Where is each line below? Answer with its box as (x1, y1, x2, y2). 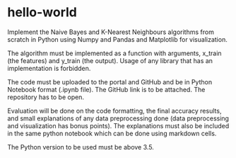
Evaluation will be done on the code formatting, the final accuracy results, (7, 106, 222, 115)
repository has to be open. (7, 93, 85, 101)
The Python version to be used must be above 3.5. (7, 142, 154, 151)
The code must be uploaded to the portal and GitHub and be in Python (7, 77, 213, 86)
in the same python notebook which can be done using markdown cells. (7, 129, 217, 137)
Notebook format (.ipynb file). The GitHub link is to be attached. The (7, 85, 206, 94)
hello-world (7, 4, 78, 21)
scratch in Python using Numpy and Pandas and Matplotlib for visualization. (7, 35, 228, 43)
